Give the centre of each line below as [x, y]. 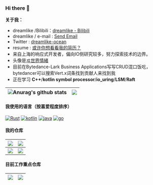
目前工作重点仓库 [23, 164]
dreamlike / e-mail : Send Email [45, 36]
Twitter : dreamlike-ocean [40, 42]
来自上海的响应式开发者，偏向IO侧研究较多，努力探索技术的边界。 [82, 54]
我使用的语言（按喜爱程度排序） [39, 106]
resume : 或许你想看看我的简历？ [47, 48]
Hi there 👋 [18, 8]
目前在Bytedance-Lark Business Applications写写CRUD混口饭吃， [82, 67]
